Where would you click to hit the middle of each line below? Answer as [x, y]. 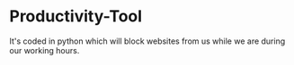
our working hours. [45, 50]
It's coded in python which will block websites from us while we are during [147, 41]
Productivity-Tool [76, 16]
